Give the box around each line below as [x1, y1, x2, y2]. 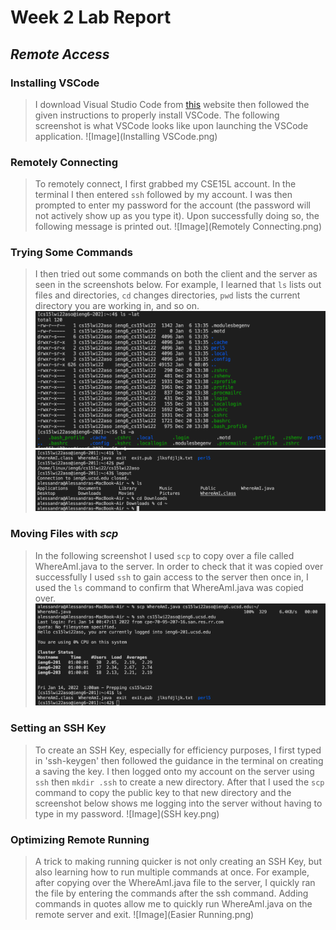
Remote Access [10, 46, 110, 63]
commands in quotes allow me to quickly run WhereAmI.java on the [34, 897, 313, 910]
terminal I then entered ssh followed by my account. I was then [34, 189, 293, 201]
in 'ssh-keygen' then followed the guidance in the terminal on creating [34, 754, 324, 766]
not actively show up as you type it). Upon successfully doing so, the [34, 210, 320, 222]
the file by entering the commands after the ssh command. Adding [34, 887, 309, 899]
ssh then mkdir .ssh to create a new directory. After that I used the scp [34, 776, 325, 788]
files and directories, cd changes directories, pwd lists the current [34, 289, 301, 301]
